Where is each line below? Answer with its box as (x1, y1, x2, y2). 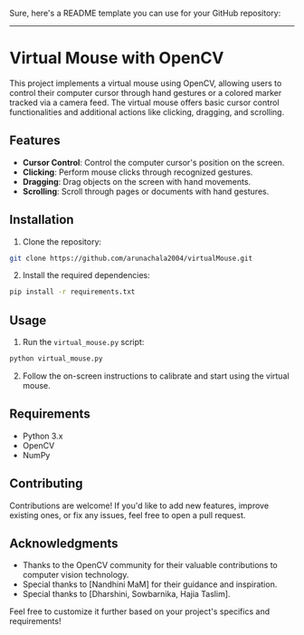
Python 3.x (22, 430, 63, 441)
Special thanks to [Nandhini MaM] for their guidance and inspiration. (22, 579, 278, 590)
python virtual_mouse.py (9, 354, 103, 363)
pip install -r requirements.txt (9, 287, 136, 297)
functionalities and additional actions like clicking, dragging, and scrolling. (9, 106, 285, 117)
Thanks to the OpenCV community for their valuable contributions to (22, 560, 278, 571)
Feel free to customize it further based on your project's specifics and (9, 606, 270, 617)
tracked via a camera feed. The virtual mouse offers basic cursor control (9, 97, 280, 108)
